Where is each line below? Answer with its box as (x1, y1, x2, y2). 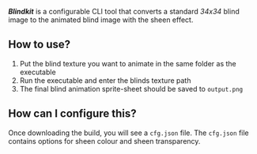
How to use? (8, 38, 71, 51)
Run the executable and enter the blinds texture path (19, 75, 191, 85)
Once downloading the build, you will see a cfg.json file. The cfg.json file (8, 128, 249, 137)
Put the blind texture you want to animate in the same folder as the (19, 58, 236, 68)
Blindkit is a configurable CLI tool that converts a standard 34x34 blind (8, 7, 240, 16)
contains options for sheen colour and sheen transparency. (8, 136, 201, 145)
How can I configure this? (8, 107, 137, 121)
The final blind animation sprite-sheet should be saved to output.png (19, 84, 244, 93)
